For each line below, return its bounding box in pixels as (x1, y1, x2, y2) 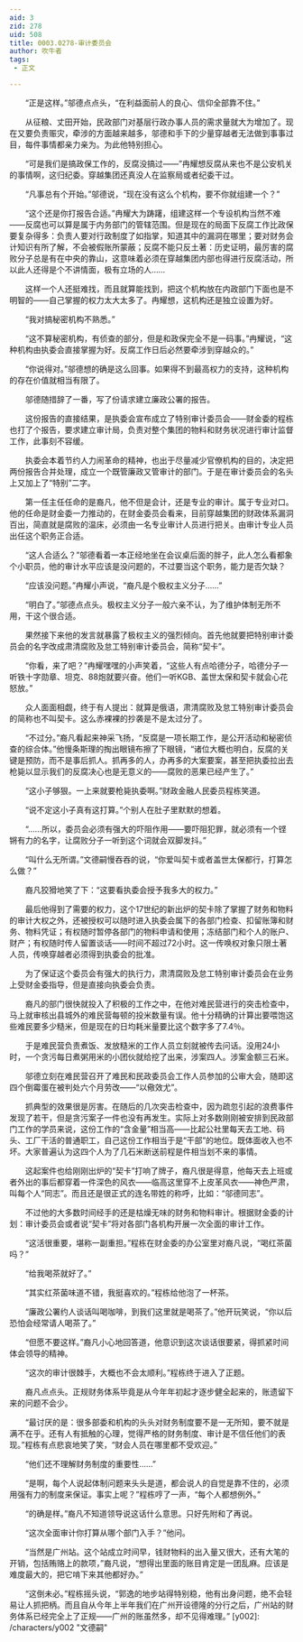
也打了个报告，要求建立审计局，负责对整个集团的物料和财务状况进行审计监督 (9, 424, 294, 435)
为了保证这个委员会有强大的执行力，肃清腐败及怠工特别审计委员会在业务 (24, 967, 294, 979)
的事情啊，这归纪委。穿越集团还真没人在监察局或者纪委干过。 (9, 169, 239, 180)
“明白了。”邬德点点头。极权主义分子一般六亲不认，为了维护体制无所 (24, 599, 273, 610)
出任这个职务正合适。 (9, 530, 88, 541)
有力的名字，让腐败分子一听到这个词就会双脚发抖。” (16, 835, 207, 845)
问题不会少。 (24, 1398, 73, 1408)
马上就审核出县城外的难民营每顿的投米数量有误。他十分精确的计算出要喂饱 (9, 1010, 286, 1020)
